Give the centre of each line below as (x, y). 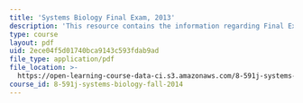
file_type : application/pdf (62, 59)
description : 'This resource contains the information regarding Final (147, 26)
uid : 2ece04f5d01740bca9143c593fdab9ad (84, 51)
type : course (34, 34)
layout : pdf (32, 43)
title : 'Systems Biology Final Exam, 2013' (92, 17)
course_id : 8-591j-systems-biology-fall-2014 (96, 84)
